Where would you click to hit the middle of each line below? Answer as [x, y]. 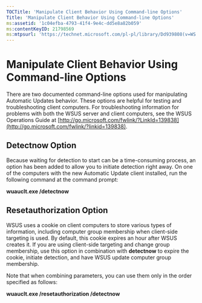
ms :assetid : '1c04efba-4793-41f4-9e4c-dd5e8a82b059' [74, 23]
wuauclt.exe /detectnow [38, 191]
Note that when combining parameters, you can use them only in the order [99, 275]
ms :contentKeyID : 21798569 [40, 29]
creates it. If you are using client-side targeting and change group [88, 244]
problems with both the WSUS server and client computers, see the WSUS [99, 114]
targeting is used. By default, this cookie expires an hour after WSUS [92, 238]
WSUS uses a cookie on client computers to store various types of [89, 225]
